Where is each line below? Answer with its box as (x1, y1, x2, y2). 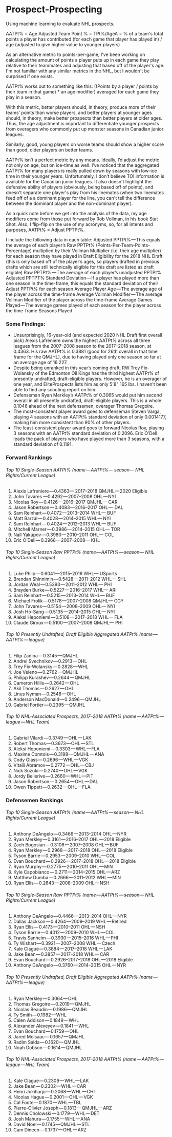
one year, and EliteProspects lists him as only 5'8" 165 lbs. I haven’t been (13, 381, 167, 387)
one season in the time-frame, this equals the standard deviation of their (6, 280, 159, 286)
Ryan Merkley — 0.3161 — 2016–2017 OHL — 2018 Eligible (13, 836, 131, 843)
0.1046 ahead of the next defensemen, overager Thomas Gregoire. (13, 403, 154, 409)
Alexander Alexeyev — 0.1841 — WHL (13, 1022, 89, 1029)
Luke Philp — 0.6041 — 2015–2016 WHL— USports (13, 570, 117, 576)
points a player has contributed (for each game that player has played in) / (6, 36, 162, 42)
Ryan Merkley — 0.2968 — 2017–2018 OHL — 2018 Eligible (13, 847, 133, 854)
